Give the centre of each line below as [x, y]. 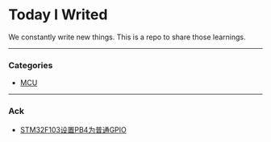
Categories [31, 65]
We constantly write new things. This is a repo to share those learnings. [127, 37]
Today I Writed [58, 15]
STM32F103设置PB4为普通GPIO [73, 129]
